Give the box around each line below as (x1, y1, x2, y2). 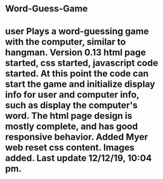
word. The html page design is (5, 110, 133, 122)
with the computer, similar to (5, 36, 126, 48)
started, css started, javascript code (5, 58, 158, 69)
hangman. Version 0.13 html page (5, 47, 146, 58)
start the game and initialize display (5, 79, 156, 90)
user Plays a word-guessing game (5, 26, 149, 37)
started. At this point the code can (5, 68, 149, 80)
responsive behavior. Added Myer (5, 131, 148, 143)
